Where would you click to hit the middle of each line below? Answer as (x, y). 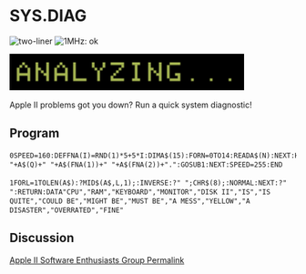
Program (35, 133)
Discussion (42, 238)
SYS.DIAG (48, 16)
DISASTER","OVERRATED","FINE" (67, 210)
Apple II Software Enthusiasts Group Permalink (97, 259)
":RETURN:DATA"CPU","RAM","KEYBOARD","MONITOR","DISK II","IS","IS (140, 192)
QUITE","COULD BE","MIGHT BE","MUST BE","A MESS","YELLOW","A (130, 201)
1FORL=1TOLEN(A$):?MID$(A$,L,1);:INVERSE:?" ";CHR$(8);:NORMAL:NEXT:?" (148, 183)
